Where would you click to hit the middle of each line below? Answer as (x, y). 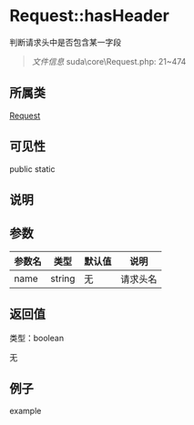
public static (33, 168)
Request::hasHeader (90, 16)
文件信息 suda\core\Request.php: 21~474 (109, 61)
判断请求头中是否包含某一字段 (65, 42)
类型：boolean (37, 338)
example (26, 411)
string (63, 278)
